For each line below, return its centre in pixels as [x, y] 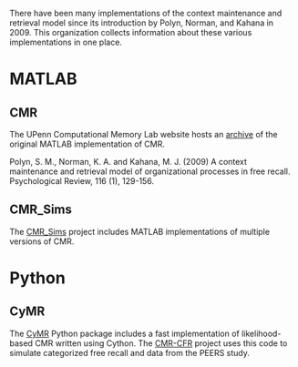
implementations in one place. [66, 42]
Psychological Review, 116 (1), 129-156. [82, 181]
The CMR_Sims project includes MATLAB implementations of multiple [140, 231]
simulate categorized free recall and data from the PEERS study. [130, 352]
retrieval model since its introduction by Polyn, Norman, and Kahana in [142, 23]
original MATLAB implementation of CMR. [87, 144]
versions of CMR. [42, 241]
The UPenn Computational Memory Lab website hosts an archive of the [144, 134]
